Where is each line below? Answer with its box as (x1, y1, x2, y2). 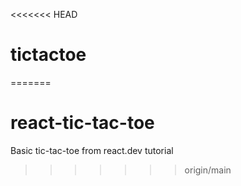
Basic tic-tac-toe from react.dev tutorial (10, 144, 174, 156)
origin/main (184, 164, 232, 176)
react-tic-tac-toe (10, 112, 155, 134)
